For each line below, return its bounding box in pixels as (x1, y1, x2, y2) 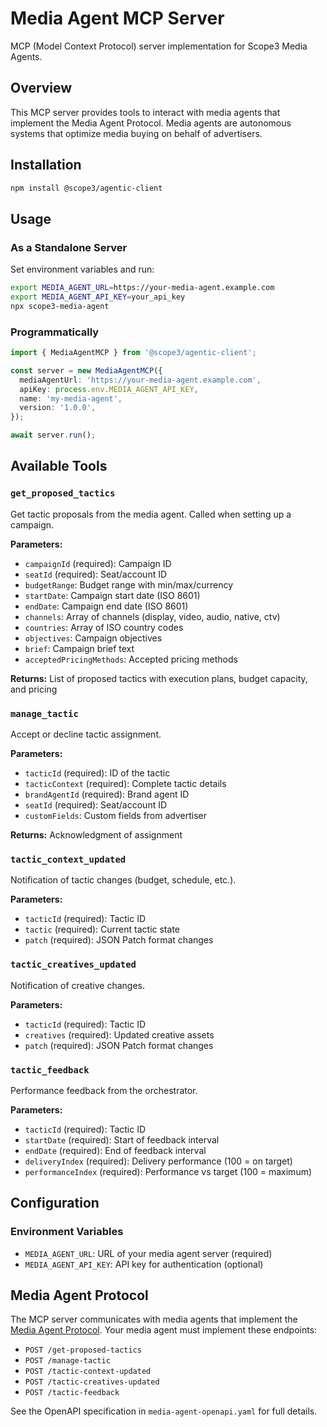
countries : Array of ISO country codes (24, 621, 184, 633)
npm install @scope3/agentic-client (10, 183, 163, 193)
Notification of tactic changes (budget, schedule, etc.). (10, 874, 237, 886)
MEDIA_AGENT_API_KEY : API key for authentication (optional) (24, 1258, 264, 1270)
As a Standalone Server (10, 240, 128, 254)
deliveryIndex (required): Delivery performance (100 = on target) (24, 1155, 293, 1167)
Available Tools (10, 458, 108, 475)
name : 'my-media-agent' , (19, 393, 123, 404)
